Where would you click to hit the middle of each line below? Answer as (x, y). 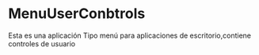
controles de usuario (42, 43)
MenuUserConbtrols (77, 14)
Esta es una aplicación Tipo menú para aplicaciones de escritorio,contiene (130, 35)
